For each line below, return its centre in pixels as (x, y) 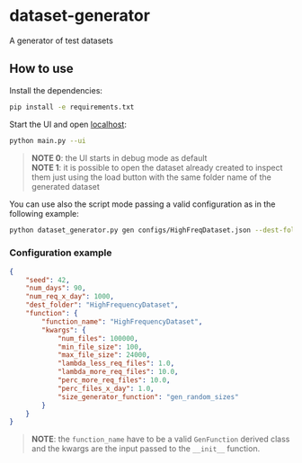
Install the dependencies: (56, 90)
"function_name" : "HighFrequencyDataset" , (122, 321)
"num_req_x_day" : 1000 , (70, 297)
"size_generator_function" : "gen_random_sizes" (148, 396)
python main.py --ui (48, 140)
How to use (41, 69)
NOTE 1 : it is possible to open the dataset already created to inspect (157, 167)
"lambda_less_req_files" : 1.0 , (116, 364)
